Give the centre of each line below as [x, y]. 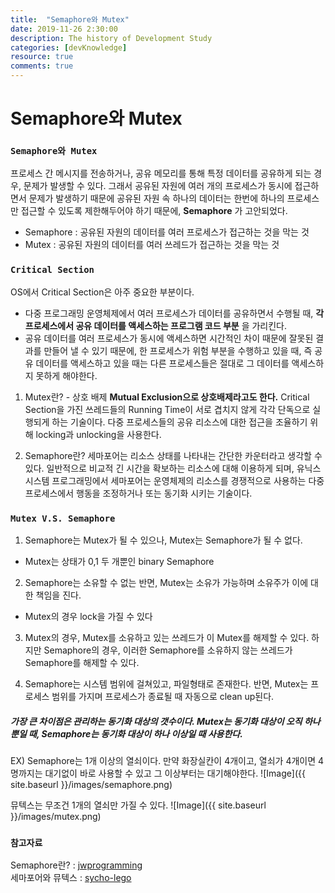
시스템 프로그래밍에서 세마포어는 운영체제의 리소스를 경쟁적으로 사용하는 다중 [174, 480]
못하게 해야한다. [66, 375]
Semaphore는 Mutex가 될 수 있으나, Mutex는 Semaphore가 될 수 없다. [163, 540]
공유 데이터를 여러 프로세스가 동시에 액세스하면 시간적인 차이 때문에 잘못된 [169, 338]
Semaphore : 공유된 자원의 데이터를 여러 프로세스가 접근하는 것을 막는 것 [167, 232]
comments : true [42, 66]
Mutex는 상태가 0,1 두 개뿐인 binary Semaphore [119, 562]
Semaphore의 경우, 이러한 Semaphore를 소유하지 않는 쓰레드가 [168, 650]
